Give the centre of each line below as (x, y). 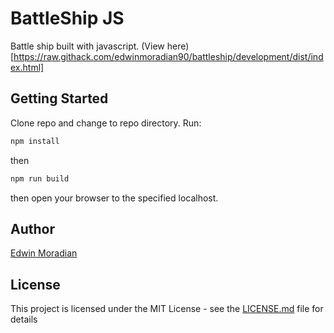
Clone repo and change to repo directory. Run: (106, 123)
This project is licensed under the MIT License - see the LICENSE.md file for (167, 309)
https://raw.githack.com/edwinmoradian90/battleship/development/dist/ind (168, 56)
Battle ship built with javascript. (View (87, 46)
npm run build (40, 178)
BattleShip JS (67, 18)
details (24, 319)
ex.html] (27, 67)
